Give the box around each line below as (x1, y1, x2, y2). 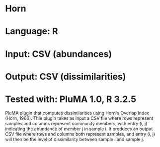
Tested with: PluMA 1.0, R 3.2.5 (5, 94, 137, 104)
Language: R (5, 26, 58, 37)
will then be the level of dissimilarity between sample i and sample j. (5, 136, 144, 142)
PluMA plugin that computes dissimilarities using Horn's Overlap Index (5, 110, 149, 116)
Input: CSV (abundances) (5, 48, 112, 59)
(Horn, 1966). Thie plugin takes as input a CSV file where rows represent (5, 115, 154, 121)
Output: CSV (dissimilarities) (5, 71, 126, 82)
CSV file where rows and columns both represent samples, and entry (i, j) (5, 131, 156, 137)
